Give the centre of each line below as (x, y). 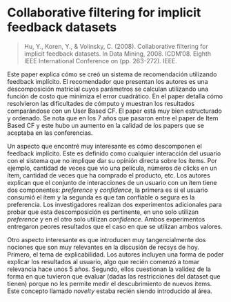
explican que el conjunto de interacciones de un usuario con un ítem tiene (112, 182)
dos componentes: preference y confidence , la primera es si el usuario (108, 190)
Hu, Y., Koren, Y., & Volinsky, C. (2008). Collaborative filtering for (116, 46)
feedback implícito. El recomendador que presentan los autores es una (108, 81)
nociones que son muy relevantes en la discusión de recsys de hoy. (103, 247)
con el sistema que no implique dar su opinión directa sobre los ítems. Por (112, 160)
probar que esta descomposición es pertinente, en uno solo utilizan (103, 212)
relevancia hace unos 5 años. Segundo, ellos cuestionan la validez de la (109, 269)
